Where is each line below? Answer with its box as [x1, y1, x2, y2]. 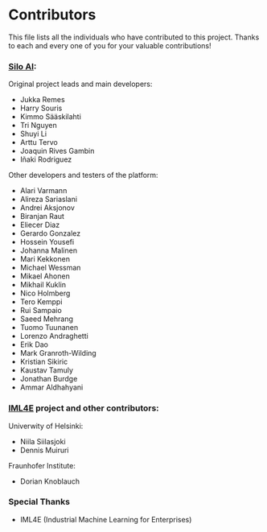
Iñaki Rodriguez [19, 155, 72, 164]
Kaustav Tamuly [19, 365, 74, 375]
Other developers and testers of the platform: [8, 171, 158, 180]
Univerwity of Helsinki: [8, 421, 84, 431]
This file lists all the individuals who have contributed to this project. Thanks [8, 32, 260, 42]
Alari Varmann [19, 186, 68, 196]
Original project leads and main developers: [8, 79, 153, 89]
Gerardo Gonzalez [19, 229, 81, 238]
